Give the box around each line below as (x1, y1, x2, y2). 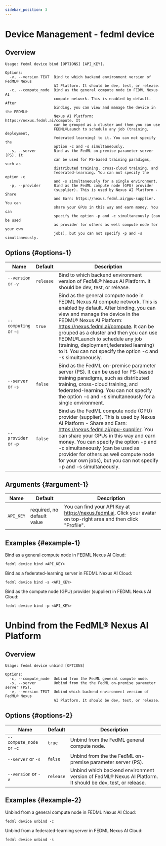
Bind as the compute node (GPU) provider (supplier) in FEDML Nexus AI (5, 588, 152, 594)
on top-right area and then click (64, 516, 138, 522)
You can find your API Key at (64, 503, 130, 510)
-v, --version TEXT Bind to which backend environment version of (9, 74, 152, 79)
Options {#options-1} (5, 249, 72, 257)
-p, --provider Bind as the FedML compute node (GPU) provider (9, 183, 154, 188)
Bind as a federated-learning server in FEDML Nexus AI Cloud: (5, 570, 132, 576)
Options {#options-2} (5, 712, 73, 720)
